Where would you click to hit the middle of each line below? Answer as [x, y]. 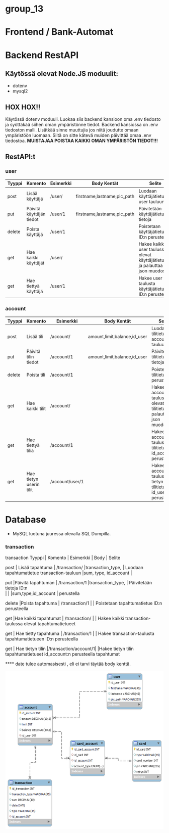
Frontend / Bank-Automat [59, 32]
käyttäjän [36, 214]
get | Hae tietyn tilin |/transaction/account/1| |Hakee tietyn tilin [70, 649]
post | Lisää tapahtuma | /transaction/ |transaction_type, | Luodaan [74, 568]
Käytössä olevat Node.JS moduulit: [62, 74]
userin [33, 484]
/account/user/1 [67, 482]
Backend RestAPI [42, 55]
